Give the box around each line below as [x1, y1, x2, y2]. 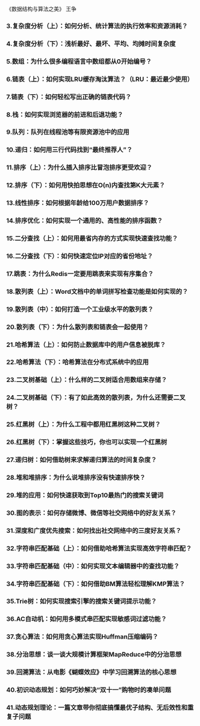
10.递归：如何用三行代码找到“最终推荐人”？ [6, 145, 133, 154]
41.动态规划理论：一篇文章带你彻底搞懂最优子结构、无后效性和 [6, 703, 188, 712]
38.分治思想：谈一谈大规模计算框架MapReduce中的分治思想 [6, 651, 182, 659]
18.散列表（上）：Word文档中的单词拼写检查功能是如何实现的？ [6, 287, 189, 296]
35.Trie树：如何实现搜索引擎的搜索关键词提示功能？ [6, 597, 157, 605]
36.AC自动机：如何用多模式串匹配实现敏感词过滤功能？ [6, 615, 167, 623]
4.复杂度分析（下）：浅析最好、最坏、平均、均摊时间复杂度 [6, 39, 176, 48]
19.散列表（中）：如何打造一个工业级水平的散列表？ [6, 305, 154, 313]
